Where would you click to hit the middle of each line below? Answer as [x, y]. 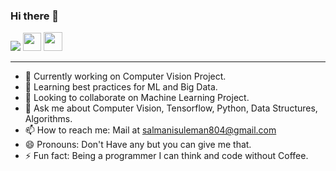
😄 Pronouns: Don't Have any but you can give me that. [138, 145]
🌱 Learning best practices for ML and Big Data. [121, 87]
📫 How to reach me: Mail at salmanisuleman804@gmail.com [150, 130]
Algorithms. [48, 119]
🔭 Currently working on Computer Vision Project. [125, 76]
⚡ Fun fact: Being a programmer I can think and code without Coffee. [166, 156]
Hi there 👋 [35, 16]
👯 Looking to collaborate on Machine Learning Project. [137, 98]
